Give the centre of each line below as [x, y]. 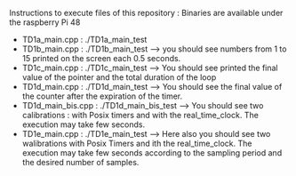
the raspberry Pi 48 [45, 22]
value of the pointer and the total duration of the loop [119, 77]
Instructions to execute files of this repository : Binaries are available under [146, 13]
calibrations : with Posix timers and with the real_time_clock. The [140, 115]
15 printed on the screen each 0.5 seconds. [101, 58]
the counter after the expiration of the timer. [102, 96]
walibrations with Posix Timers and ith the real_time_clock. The [137, 143]
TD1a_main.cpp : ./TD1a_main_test [84, 40]
